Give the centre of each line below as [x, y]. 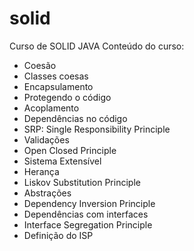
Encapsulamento [58, 86]
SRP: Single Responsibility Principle [97, 129]
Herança [41, 171]
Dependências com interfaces [86, 214]
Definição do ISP [58, 235]
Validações [46, 139]
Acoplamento [51, 108]
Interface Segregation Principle [88, 224]
